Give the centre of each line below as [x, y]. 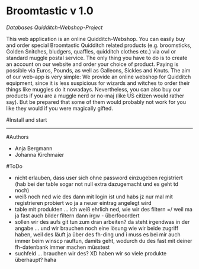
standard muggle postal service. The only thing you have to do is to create [97, 58]
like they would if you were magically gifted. [60, 108]
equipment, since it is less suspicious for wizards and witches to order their [98, 83]
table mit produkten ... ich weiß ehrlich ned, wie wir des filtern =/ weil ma [103, 209]
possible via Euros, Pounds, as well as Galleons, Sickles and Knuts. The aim [98, 70]
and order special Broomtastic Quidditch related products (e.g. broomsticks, [99, 45]
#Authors [17, 137]
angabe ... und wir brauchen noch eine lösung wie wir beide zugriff [97, 228]
